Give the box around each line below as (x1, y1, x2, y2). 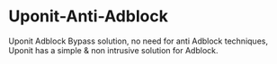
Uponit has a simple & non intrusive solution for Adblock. (8, 44, 219, 55)
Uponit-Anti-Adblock (8, 6, 168, 27)
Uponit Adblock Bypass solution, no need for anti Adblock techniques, (8, 36, 269, 46)
